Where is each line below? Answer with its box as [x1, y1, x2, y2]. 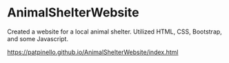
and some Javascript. [7, 34, 69, 42]
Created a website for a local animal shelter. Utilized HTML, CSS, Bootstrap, [7, 27, 222, 36]
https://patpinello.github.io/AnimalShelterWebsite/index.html [7, 48, 179, 56]
